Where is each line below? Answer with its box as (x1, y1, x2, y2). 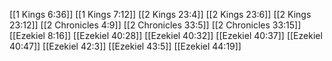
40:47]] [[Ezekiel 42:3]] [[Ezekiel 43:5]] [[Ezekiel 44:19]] (9, 40, 242, 52)
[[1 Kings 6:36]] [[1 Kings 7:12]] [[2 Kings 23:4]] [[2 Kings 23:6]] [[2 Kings (9, 9, 312, 20)
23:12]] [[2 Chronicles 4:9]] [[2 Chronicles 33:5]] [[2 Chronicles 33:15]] (9, 19, 302, 31)
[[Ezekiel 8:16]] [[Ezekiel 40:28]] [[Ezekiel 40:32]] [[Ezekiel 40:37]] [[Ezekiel (9, 30, 323, 41)
